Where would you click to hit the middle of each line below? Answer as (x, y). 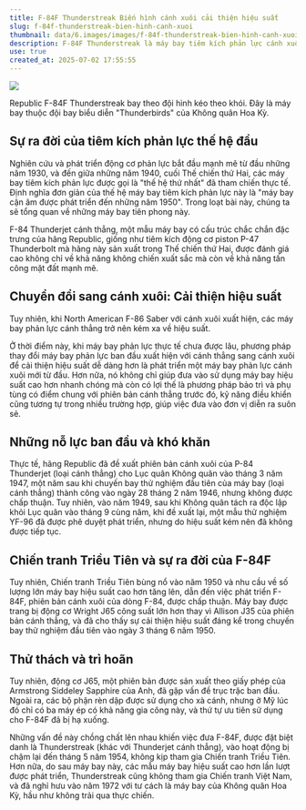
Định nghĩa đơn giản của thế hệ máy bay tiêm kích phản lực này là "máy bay (152, 192)
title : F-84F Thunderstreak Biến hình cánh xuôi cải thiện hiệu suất (144, 18)
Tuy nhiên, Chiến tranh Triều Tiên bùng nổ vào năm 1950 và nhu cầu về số (149, 582)
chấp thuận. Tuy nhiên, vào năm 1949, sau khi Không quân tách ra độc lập (148, 502)
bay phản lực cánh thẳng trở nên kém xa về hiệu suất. (110, 328)
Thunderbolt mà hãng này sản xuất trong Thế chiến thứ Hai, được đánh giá (149, 248)
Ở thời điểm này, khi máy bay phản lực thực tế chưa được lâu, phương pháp (150, 346)
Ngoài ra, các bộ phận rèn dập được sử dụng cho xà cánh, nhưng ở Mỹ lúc (149, 701)
